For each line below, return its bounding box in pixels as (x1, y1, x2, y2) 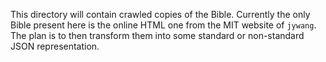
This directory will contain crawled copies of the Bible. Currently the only (10, 9, 311, 20)
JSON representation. (10, 40, 100, 52)
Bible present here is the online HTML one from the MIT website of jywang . (10, 19, 317, 31)
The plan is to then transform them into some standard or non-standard (10, 30, 305, 41)
